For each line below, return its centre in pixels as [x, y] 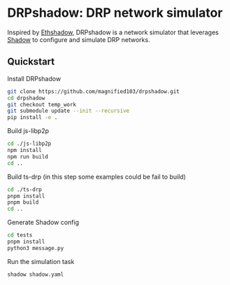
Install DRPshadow [34, 78]
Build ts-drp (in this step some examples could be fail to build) [97, 176]
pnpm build [23, 202]
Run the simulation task [41, 261]
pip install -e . [33, 118]
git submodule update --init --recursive [69, 111]
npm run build [28, 157]
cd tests [20, 235]
